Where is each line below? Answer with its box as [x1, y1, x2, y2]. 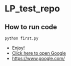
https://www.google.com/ [11, 55, 65, 61]
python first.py [4, 36, 38, 41]
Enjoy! [11, 45, 25, 51]
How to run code [4, 23, 57, 31]
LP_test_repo [4, 3, 60, 14]
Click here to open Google [11, 50, 66, 56]
